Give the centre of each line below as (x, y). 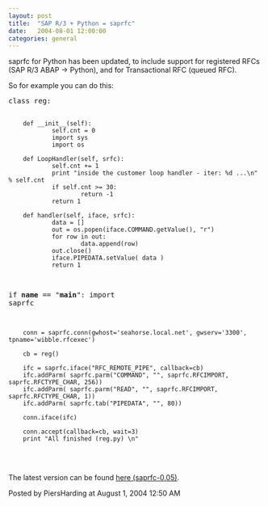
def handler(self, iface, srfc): (79, 216)
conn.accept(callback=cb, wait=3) (81, 432)
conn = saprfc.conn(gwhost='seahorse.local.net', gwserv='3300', (135, 333)
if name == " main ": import (62, 295)
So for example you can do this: (61, 86)
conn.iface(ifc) (50, 418)
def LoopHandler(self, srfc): (74, 159)
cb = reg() (41, 354)
